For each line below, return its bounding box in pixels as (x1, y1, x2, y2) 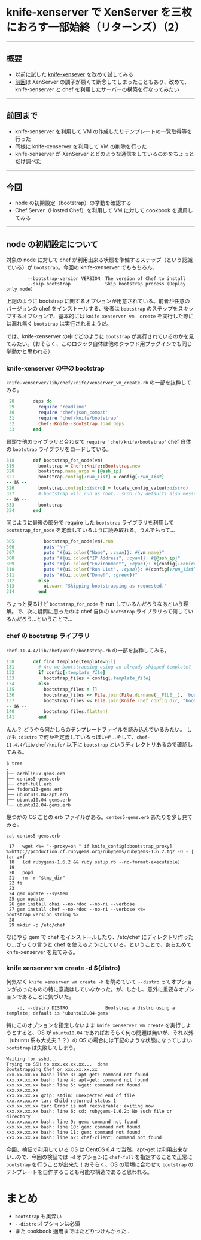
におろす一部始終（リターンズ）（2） (6, 20, 185, 34)
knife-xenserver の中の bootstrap (6, 364, 105, 372)
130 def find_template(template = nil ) (6, 658, 117, 664)
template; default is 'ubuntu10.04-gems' (6, 1010, 111, 1016)
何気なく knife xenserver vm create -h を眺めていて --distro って (6, 978, 172, 985)
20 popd (8, 870, 33, 876)
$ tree (6, 760, 23, 766)
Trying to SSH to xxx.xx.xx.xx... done (6, 1061, 109, 1067)
